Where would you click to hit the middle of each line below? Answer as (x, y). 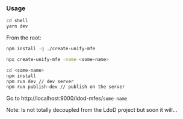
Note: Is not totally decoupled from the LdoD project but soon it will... (92, 110)
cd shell (17, 21)
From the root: (24, 38)
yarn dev (17, 26)
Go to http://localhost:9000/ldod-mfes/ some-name (67, 98)
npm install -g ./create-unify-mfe (51, 49)
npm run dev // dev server (40, 81)
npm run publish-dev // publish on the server (66, 87)
